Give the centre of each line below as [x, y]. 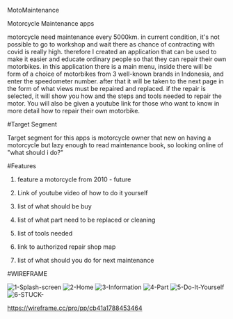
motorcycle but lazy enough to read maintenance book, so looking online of [115, 145]
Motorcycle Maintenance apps [51, 23]
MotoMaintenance [33, 10]
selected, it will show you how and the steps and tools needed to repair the [115, 96]
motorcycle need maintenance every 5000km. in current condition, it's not [114, 37]
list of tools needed [45, 233]
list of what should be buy [54, 206]
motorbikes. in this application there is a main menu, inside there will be [110, 66]
